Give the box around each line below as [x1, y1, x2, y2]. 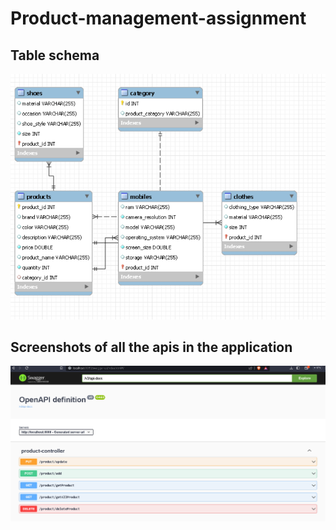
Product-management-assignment [10, 7, 307, 30]
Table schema [10, 47, 100, 64]
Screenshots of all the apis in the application [10, 339, 293, 356]
